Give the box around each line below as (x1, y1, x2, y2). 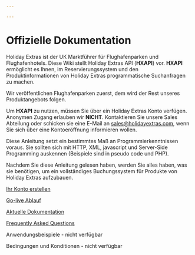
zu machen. (6, 78, 35, 85)
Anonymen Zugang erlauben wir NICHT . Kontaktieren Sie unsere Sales (6, 113, 178, 121)
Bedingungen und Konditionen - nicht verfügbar (6, 242, 123, 249)
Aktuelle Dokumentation (6, 208, 65, 215)
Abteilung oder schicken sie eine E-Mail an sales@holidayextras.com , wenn (6, 120, 190, 127)
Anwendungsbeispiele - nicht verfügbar (6, 231, 103, 238)
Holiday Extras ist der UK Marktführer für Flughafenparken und (6, 53, 159, 60)
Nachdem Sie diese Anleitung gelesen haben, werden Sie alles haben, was (6, 161, 187, 168)
